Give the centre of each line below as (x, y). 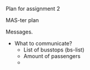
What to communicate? (43, 43)
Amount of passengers (52, 56)
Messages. (19, 32)
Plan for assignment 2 (33, 9)
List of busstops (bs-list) (54, 50)
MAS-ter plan (22, 20)
